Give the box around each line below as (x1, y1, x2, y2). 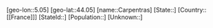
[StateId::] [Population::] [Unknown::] (38, 13, 143, 21)
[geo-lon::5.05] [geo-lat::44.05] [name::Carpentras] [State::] (6, 6, 177, 14)
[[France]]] (6, 13, 37, 21)
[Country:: (177, 6, 207, 14)
